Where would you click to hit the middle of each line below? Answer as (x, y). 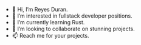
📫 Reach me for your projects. (50, 36)
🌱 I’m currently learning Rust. (48, 22)
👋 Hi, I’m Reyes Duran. (40, 9)
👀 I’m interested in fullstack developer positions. (72, 16)
